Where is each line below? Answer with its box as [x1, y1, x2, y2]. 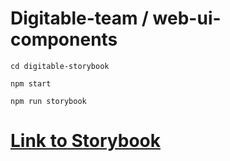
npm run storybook [10, 96, 87, 106]
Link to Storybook [10, 130, 161, 152]
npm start [10, 78, 52, 89]
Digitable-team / [10, 7, 149, 30]
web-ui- [152, 7, 222, 30]
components [10, 28, 118, 51]
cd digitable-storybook [10, 61, 110, 71]
